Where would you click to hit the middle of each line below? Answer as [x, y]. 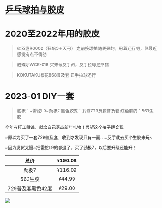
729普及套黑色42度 [30, 189]
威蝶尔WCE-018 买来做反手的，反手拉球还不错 [63, 65]
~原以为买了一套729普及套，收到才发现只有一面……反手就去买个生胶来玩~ [79, 137]
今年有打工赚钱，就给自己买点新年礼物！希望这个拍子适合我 [64, 127]
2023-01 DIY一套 [39, 96]
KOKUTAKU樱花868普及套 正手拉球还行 [56, 75]
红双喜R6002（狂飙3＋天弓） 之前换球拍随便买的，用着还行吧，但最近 [87, 48]
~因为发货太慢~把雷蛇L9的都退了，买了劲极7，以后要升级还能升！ [71, 148]
